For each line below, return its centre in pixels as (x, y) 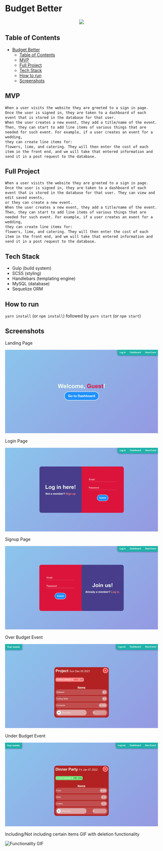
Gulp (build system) (32, 268)
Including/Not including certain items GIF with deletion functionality (72, 834)
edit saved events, (25, 198)
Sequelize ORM (27, 289)
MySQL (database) (31, 284)
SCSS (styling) (26, 274)
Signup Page (18, 539)
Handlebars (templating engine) (44, 278)
